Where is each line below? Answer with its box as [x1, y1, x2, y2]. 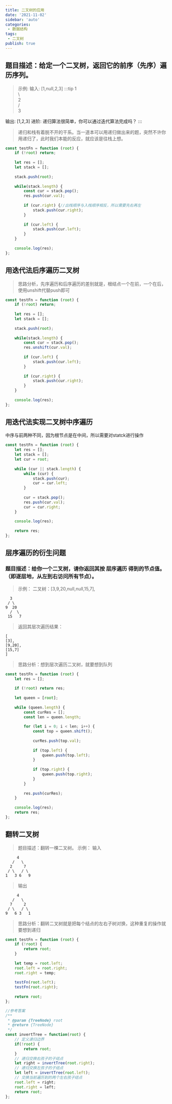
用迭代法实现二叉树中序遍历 [5, 418, 93, 426]
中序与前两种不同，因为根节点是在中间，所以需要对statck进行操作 [5, 432, 144, 439]
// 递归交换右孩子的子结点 [14, 1056, 63, 1061]
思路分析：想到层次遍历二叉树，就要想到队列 [17, 661, 113, 667]
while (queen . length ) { [14, 705, 66, 710]
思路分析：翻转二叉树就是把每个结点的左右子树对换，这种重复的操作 [17, 920, 162, 926]
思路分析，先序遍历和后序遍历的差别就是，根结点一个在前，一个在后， [17, 281, 166, 287]
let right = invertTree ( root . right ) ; [14, 1060, 95, 1066]
